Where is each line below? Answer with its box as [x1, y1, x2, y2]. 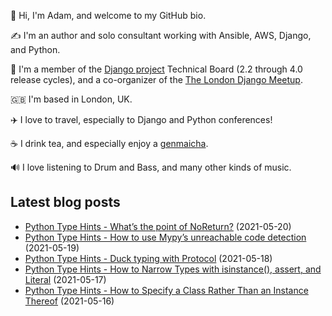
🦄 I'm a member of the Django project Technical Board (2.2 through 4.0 [10, 63, 303, 75]
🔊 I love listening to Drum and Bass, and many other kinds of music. [10, 161, 292, 173]
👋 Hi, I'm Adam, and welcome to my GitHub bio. [10, 10, 207, 21]
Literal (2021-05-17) [24, 273, 107, 285]
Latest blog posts [10, 194, 121, 211]
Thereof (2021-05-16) [24, 295, 115, 307]
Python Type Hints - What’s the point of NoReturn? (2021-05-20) [24, 220, 292, 232]
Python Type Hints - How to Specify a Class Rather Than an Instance [24, 284, 309, 296]
